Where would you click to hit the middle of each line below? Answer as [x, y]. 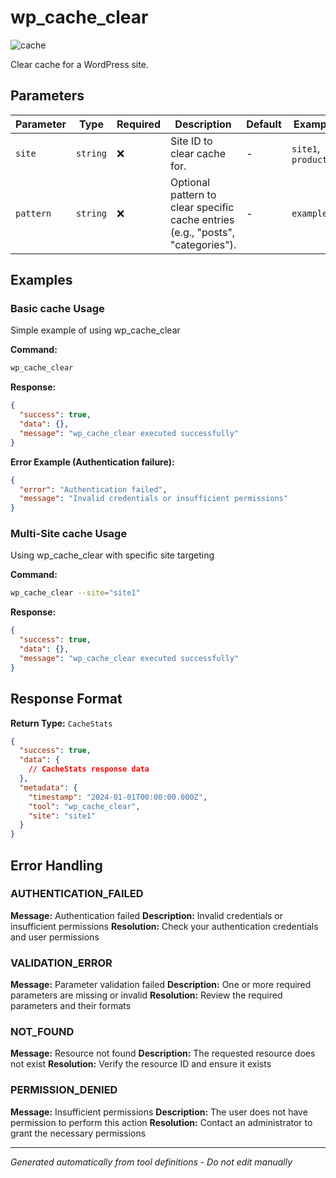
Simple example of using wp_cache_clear [95, 330]
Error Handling [56, 865]
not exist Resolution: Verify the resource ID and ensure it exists [141, 1064]
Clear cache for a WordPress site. [79, 64]
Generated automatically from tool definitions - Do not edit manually [151, 1162]
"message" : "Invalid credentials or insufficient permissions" [153, 499]
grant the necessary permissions [78, 1133]
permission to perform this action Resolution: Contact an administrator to [161, 1122]
